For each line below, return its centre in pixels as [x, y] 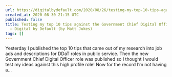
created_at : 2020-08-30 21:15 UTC [42, 15]
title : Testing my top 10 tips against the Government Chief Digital [81, 24]
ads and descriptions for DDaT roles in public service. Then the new [77, 54]
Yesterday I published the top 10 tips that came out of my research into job [84, 48]
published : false [24, 19]
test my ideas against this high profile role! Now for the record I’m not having [86, 65]
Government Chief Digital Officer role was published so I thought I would [82, 59]
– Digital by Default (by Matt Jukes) [51, 29]
